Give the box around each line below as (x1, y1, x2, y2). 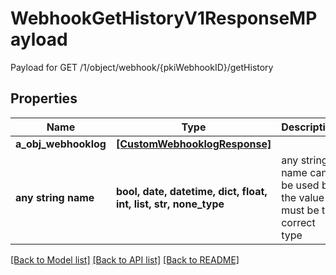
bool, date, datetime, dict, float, (115, 184, 268, 198)
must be (281, 203, 320, 217)
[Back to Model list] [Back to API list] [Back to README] (10, 253, 240, 266)
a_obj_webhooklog (15, 137, 107, 151)
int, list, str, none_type (115, 197, 225, 211)
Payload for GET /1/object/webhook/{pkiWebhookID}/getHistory (10, 61, 274, 73)
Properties (10, 90, 78, 107)
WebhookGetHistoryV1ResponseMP (10, 7, 318, 30)
